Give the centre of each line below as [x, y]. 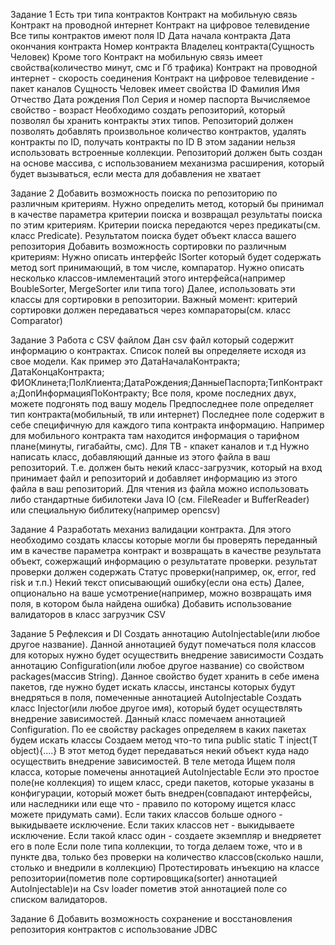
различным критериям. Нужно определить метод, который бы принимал [167, 203]
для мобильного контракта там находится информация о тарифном [155, 435]
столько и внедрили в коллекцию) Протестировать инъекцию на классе [165, 867]
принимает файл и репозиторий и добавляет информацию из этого [154, 478]
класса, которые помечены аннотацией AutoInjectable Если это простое [165, 772]
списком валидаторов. [59, 899]
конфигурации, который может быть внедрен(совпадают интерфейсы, [161, 793]
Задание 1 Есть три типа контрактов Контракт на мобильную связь [154, 14]
